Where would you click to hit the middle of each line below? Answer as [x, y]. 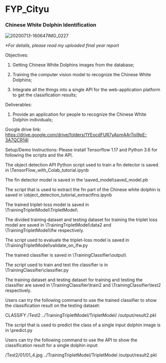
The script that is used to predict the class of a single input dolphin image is [83, 325]
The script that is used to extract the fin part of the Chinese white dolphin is [83, 190]
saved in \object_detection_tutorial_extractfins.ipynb [59, 195]
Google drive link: [23, 129]
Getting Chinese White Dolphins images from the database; [73, 65]
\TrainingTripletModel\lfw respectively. [45, 230]
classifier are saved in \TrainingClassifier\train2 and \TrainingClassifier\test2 [83, 285]
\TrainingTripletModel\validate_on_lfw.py [47, 245]
